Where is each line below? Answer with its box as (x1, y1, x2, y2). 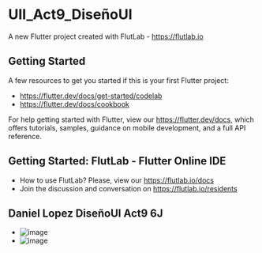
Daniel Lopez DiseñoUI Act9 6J (8, 206, 163, 220)
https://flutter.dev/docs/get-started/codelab (19, 91, 163, 100)
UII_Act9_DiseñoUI (8, 6, 133, 24)
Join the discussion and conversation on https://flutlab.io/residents (19, 183, 238, 193)
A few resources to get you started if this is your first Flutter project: (8, 75, 229, 85)
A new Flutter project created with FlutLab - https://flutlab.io (8, 32, 204, 41)
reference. (8, 131, 42, 141)
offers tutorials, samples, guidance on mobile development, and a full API (8, 123, 246, 132)
